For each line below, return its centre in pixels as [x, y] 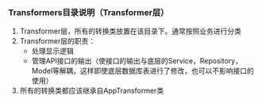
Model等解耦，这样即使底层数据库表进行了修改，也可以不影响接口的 [143, 71]
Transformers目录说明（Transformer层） [89, 12]
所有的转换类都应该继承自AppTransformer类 [92, 91]
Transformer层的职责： [58, 41]
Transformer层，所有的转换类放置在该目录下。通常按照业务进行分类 [131, 31]
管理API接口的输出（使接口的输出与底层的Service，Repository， [137, 61]
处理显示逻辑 [52, 51]
